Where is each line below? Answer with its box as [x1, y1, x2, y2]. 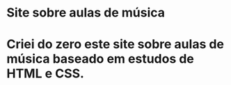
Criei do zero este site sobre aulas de [6, 37, 224, 53]
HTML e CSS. [6, 66, 85, 82]
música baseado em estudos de [6, 51, 194, 67]
